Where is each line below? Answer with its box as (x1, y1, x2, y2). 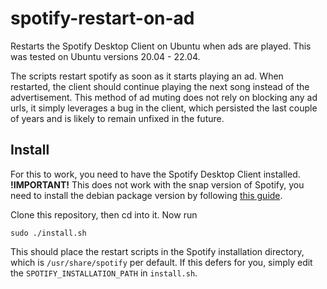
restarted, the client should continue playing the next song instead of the (10, 80, 310, 92)
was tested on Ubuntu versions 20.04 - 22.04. (10, 50, 201, 62)
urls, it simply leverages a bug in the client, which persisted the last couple (10, 102, 318, 114)
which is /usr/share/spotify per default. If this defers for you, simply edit (10, 256, 313, 268)
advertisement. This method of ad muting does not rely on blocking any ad (10, 91, 318, 103)
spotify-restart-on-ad (10, 7, 195, 30)
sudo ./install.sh (10, 228, 87, 238)
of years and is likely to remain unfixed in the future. (10, 112, 225, 124)
